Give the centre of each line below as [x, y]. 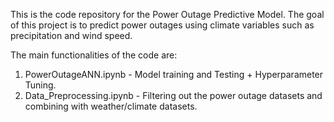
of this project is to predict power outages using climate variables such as [162, 25]
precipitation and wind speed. [71, 35]
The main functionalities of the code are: [94, 55]
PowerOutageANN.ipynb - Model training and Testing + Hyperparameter [174, 74]
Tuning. [40, 85]
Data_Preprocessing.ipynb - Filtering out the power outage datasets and [173, 95]
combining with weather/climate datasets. [111, 106]
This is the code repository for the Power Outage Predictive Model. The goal [167, 14]
